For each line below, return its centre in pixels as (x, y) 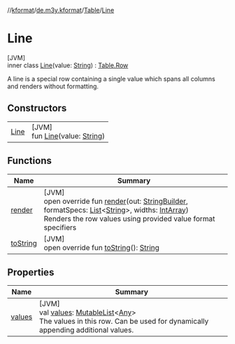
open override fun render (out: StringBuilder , (116, 201)
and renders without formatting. (53, 86)
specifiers (60, 227)
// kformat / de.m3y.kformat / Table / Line (61, 10)
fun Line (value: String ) (68, 136)
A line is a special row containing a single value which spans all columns (111, 78)
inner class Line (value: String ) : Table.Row (68, 65)
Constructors (37, 108)
